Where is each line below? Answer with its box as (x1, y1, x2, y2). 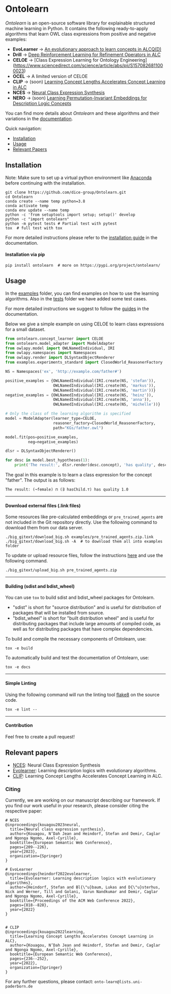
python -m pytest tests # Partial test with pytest (5, 221, 117, 226)
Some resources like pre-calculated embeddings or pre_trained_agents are (5, 514, 163, 520)
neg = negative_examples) (27, 439, 79, 444)
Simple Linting (5, 680, 37, 686)
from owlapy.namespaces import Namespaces (5, 350, 97, 355)
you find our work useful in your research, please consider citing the (5, 802, 149, 808)
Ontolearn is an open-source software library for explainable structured (5, 20, 155, 26)
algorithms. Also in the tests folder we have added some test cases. (5, 295, 148, 301)
